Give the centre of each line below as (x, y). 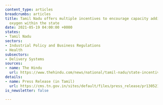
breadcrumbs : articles (28, 14)
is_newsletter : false (27, 90)
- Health (14, 50)
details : (14, 77)
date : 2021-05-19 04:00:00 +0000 (39, 28)
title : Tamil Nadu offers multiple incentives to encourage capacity (77, 18)
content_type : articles (29, 9)
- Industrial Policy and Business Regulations (53, 45)
